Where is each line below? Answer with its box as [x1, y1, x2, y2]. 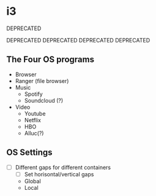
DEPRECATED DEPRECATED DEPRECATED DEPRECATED [6, 36, 150, 44]
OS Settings [6, 147, 53, 158]
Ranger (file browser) [15, 77, 69, 84]
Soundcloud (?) [24, 96, 64, 104]
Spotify [24, 90, 43, 98]
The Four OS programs [6, 54, 95, 65]
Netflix [24, 116, 42, 123]
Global [24, 177, 41, 185]
